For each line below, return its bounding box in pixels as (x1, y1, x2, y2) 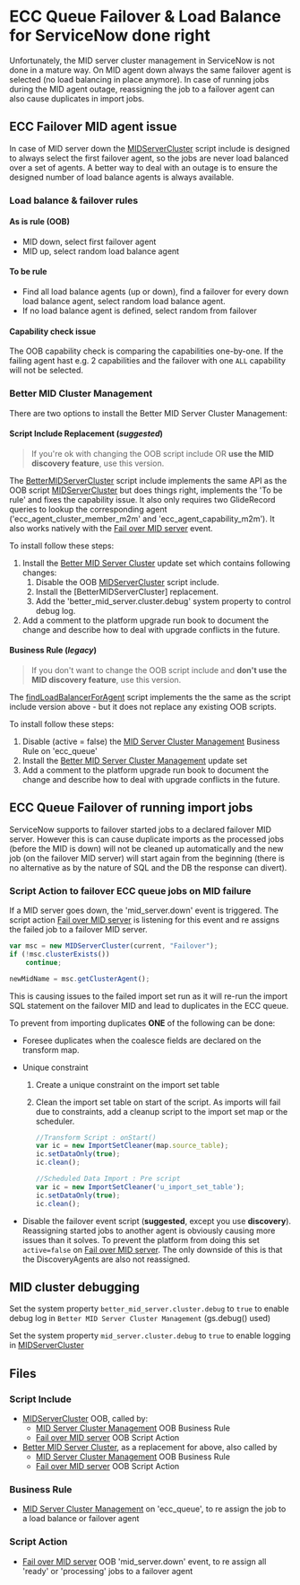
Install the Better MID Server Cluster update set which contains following (21, 557, 291, 568)
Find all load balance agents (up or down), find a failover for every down (21, 286, 289, 297)
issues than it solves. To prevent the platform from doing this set (21, 1234, 260, 1245)
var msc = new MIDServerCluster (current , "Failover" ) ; (9, 941, 219, 950)
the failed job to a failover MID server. (9, 924, 148, 935)
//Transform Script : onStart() (35, 1133, 157, 1142)
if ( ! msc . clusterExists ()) (9, 950, 110, 959)
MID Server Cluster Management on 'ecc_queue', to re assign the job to (21, 1503, 287, 1514)
